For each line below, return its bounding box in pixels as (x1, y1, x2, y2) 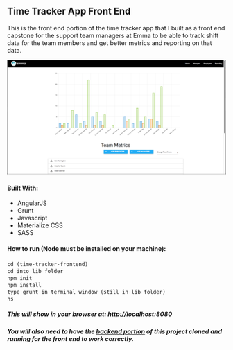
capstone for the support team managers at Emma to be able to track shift (7, 31, 219, 40)
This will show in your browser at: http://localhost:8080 (7, 310, 173, 318)
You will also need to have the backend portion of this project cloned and (7, 327, 222, 335)
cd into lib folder (7, 268, 64, 274)
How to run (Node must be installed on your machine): (7, 244, 166, 252)
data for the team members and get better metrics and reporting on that (7, 38, 213, 47)
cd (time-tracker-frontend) (7, 261, 89, 268)
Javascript (17, 214, 48, 222)
